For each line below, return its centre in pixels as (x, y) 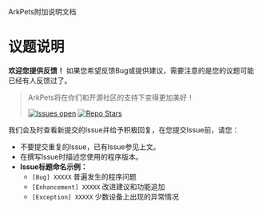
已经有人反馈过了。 (40, 80)
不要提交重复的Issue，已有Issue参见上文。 (90, 147)
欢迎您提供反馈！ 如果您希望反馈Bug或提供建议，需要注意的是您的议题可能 (131, 70)
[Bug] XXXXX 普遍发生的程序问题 (84, 176)
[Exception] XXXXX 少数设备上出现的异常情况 (105, 196)
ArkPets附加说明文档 (42, 12)
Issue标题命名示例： (54, 167)
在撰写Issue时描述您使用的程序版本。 (81, 156)
